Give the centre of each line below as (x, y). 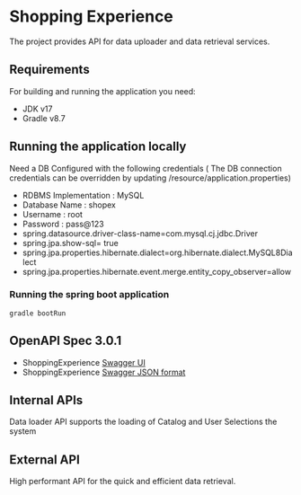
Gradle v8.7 (44, 118)
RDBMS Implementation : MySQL (83, 195)
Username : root (53, 214)
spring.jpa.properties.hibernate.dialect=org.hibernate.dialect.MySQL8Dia (158, 252)
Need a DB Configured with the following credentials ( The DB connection (146, 168)
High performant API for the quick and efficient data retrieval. (123, 482)
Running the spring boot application (89, 295)
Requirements (49, 70)
